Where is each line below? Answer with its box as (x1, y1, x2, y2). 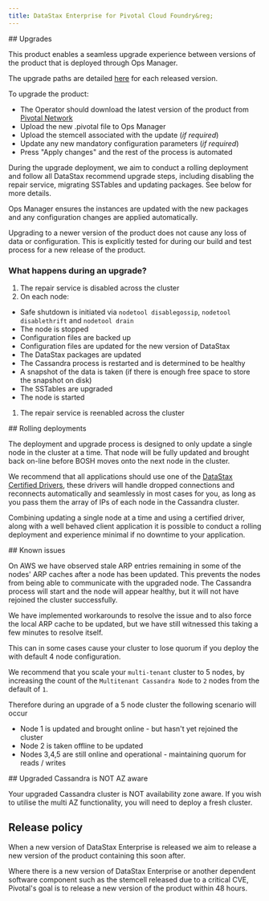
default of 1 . (8, 684, 48, 694)
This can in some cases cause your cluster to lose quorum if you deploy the (8, 643, 259, 652)
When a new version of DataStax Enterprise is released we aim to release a (8, 842, 257, 851)
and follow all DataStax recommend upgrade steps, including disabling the (8, 171, 255, 181)
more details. (8, 188, 52, 197)
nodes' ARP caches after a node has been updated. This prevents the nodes (8, 569, 261, 578)
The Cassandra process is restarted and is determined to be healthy (19, 358, 246, 367)
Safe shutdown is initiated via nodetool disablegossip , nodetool (19, 306, 231, 317)
